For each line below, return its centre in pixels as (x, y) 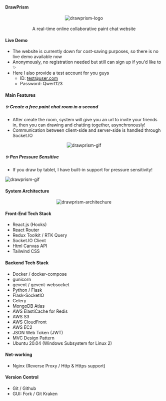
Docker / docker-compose (39, 274)
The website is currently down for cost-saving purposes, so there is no (85, 51)
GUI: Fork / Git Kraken (35, 393)
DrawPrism (17, 7)
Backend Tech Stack (27, 263)
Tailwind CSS (26, 251)
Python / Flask (27, 290)
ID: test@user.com (39, 78)
